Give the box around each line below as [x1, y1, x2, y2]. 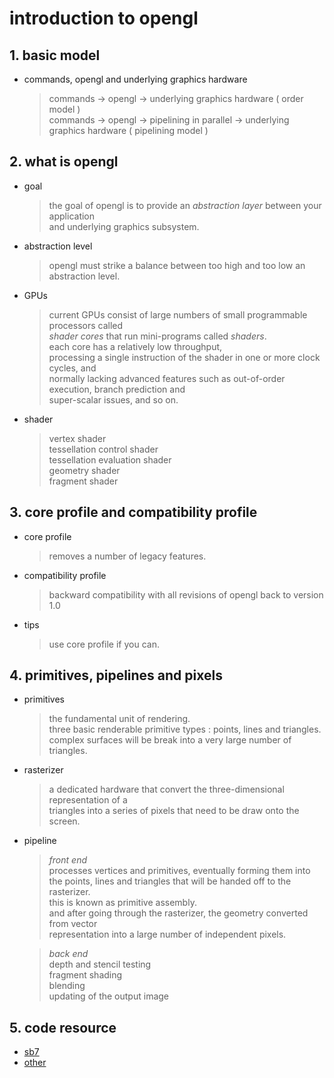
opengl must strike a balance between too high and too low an [48, 259, 306, 271]
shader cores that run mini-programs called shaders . [48, 330, 267, 342]
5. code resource [9, 1019, 117, 1036]
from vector [48, 918, 98, 930]
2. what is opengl [9, 153, 119, 171]
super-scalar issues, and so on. [48, 393, 179, 406]
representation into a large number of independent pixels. [48, 928, 287, 941]
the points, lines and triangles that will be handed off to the [48, 875, 292, 887]
